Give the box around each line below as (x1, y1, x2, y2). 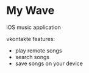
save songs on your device (15, 60, 84, 67)
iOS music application (6, 24, 61, 31)
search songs (15, 53, 50, 60)
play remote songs (15, 46, 62, 54)
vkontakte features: (6, 35, 55, 42)
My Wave (6, 4, 55, 17)
